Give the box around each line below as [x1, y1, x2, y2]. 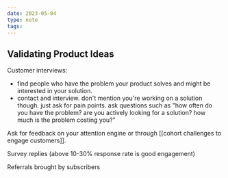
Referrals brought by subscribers [7, 163, 101, 171]
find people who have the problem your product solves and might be [16, 79, 211, 88]
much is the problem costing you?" [16, 116, 116, 124]
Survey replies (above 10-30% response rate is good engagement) [7, 150, 196, 158]
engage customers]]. [7, 136, 66, 144]
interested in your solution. [16, 87, 92, 95]
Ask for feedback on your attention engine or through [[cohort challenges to [7, 129, 222, 138]
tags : [7, 23, 23, 29]
